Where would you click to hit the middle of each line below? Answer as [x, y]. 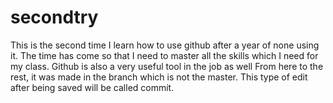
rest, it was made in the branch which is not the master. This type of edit [159, 77]
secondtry [54, 17]
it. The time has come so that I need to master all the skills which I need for [164, 55]
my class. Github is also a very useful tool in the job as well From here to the [167, 66]
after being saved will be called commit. [92, 87]
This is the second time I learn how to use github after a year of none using [165, 45]
